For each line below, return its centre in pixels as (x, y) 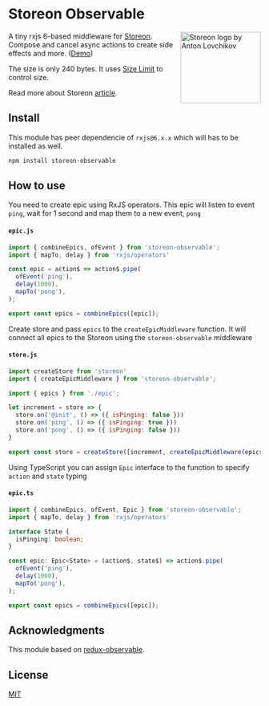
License (28, 675)
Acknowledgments (57, 630)
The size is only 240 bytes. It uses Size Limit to (86, 68)
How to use (37, 186)
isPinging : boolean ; (50, 539)
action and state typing (48, 476)
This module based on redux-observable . (76, 650)
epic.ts (21, 493)
